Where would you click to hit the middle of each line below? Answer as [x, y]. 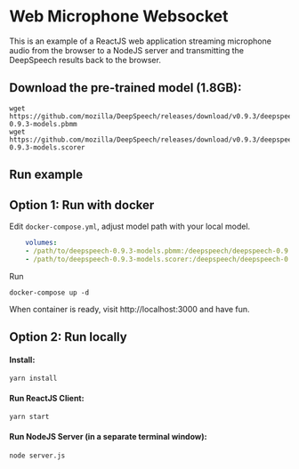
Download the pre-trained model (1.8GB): [125, 88]
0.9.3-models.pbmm [43, 124]
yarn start [29, 417]
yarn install [33, 379]
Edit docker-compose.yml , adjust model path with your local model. [130, 226]
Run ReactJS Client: [47, 398]
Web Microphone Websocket [119, 16]
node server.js [37, 456]
